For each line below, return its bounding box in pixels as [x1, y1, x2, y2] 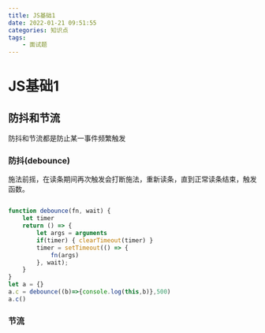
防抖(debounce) [8, 155, 71, 166]
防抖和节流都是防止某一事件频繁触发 [8, 133, 126, 143]
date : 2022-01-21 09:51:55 [8, 19, 97, 27]
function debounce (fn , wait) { [8, 207, 111, 215]
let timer [22, 215, 55, 223]
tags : [8, 33, 26, 42]
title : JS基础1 [8, 11, 56, 20]
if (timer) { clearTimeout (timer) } [36, 236, 154, 245]
